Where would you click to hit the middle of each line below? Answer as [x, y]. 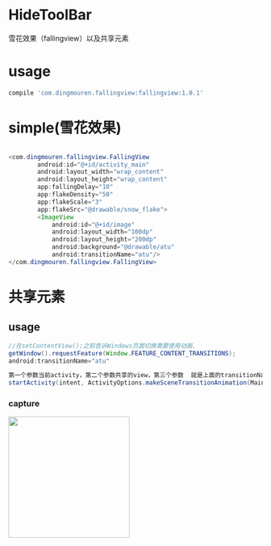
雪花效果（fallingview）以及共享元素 [69, 38]
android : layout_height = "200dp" [104, 240]
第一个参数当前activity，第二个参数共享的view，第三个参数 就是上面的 [115, 376]
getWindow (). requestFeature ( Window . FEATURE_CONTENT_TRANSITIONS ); [122, 353]
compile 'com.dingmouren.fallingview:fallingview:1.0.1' [106, 93]
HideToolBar [50, 15]
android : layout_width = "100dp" [102, 232]
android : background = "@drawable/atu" [113, 247]
